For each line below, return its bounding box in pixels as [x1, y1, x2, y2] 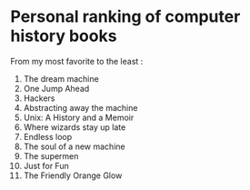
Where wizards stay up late [23, 121, 126, 133]
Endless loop [23, 131, 73, 142]
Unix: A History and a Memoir [23, 112, 135, 123]
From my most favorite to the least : [10, 55, 144, 66]
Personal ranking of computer [10, 6, 241, 27]
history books [10, 25, 117, 46]
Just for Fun [23, 160, 69, 171]
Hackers [23, 93, 55, 104]
